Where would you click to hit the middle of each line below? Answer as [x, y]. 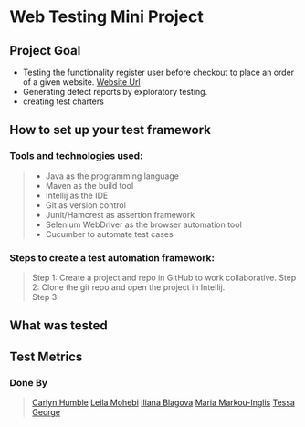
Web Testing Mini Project [106, 17]
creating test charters [63, 101]
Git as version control [85, 205]
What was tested [58, 326]
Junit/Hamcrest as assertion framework [120, 214]
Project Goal [45, 51]
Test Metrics [46, 356]
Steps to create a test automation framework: [112, 257]
